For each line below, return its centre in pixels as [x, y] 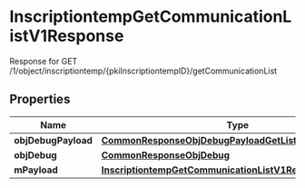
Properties [40, 99]
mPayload [36, 170]
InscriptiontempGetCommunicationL [151, 17]
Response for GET [44, 61]
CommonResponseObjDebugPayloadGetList [199, 140]
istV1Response [67, 36]
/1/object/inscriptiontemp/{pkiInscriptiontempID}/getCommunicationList [143, 71]
